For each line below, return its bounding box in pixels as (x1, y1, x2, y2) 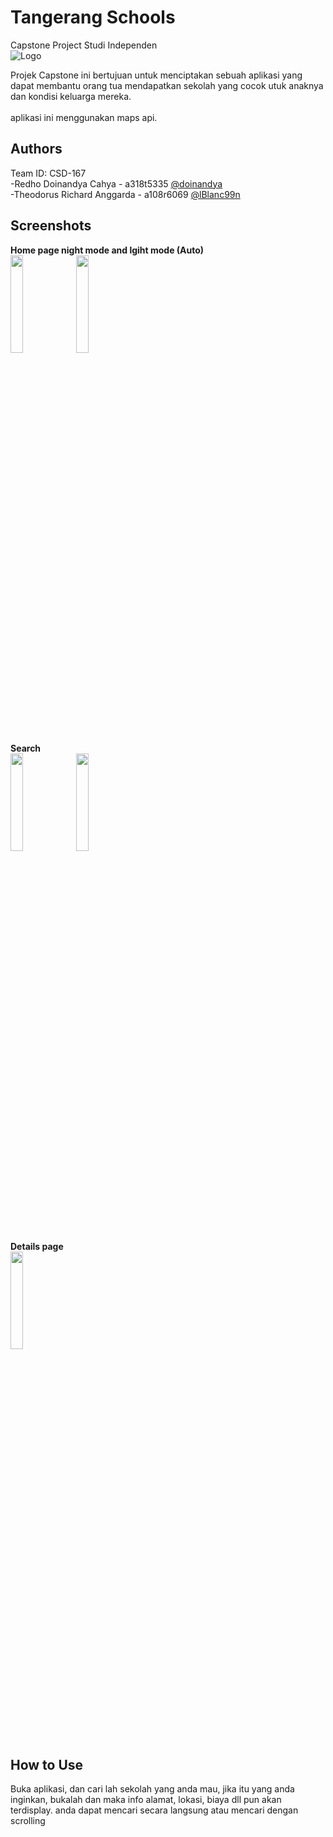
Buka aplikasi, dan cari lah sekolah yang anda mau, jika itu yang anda (10, 1783, 295, 1795)
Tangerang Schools (10, 6, 176, 29)
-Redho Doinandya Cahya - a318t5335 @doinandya (10, 177, 223, 190)
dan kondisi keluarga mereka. (10, 90, 132, 102)
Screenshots (10, 217, 92, 235)
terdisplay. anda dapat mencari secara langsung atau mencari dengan (10, 1804, 299, 1816)
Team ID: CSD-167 (10, 167, 87, 179)
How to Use (10, 1756, 84, 1773)
